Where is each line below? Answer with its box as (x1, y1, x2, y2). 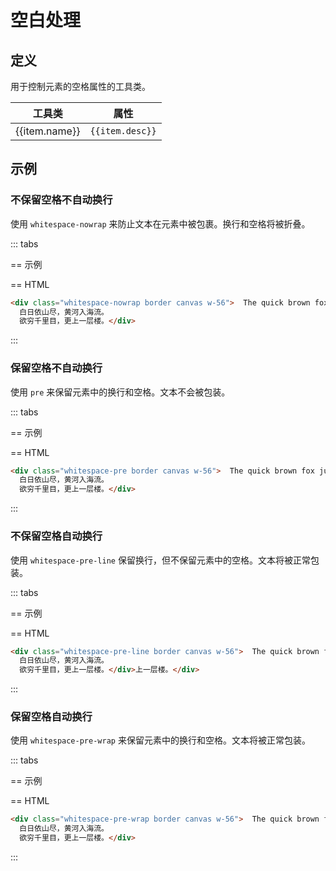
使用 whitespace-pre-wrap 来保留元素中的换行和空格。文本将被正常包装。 (10, 734, 311, 746)
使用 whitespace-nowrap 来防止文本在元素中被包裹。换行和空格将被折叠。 (10, 217, 311, 230)
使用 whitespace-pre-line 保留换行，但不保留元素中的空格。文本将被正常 (10, 554, 311, 566)
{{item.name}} (15, 124, 81, 138)
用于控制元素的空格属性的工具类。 (10, 81, 151, 92)
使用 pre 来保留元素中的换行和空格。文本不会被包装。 (10, 386, 231, 398)
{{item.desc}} (89, 126, 157, 136)
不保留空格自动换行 (10, 529, 103, 543)
